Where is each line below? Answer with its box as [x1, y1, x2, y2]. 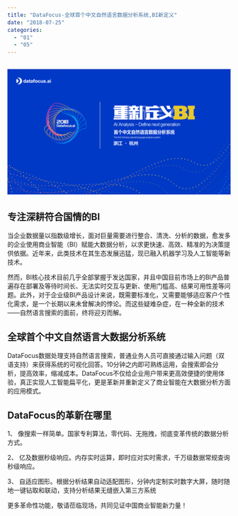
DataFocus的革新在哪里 [7, 410, 112, 422]
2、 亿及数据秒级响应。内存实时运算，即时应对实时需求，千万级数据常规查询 [7, 454, 230, 462]
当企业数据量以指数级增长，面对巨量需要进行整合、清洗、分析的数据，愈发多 [7, 231, 231, 240]
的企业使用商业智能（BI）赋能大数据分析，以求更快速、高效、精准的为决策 [7, 240, 225, 248]
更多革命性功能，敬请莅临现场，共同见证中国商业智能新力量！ [7, 501, 188, 510]
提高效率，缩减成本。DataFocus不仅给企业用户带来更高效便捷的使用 [19, 369, 219, 377]
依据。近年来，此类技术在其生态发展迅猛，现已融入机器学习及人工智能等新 [13, 249, 231, 257]
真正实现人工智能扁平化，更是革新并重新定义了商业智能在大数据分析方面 [19, 378, 231, 386]
